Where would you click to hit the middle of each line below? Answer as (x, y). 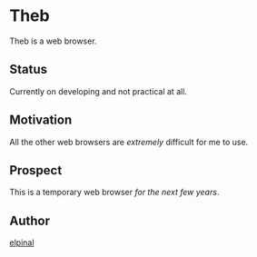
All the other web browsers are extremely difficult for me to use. (129, 142)
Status (29, 69)
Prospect (36, 170)
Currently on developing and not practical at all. (99, 91)
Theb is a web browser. (53, 41)
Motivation (41, 120)
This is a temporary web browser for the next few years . (114, 193)
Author (30, 220)
